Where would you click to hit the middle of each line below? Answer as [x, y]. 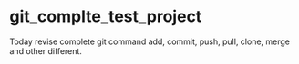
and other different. [46, 50]
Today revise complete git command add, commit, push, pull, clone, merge [149, 41]
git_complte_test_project [106, 17]
